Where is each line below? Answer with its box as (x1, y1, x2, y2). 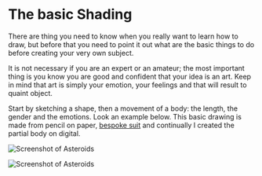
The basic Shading (8, 5, 133, 24)
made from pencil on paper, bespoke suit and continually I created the (8, 120, 235, 130)
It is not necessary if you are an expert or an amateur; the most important (8, 63, 245, 72)
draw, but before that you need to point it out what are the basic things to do (8, 39, 255, 49)
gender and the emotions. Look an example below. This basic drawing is (8, 112, 242, 121)
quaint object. (8, 88, 53, 97)
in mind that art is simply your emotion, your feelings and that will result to (8, 80, 247, 90)
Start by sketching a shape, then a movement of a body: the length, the (8, 104, 238, 113)
